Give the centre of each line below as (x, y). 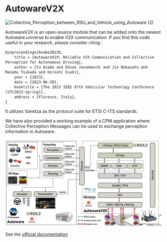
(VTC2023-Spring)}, (25, 92)
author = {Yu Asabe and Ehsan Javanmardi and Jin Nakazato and (81, 67)
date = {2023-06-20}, (36, 82)
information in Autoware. (30, 131)
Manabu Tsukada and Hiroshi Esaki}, (43, 72)
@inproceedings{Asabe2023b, (34, 52)
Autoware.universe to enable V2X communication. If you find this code (78, 37)
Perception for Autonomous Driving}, (44, 62)
